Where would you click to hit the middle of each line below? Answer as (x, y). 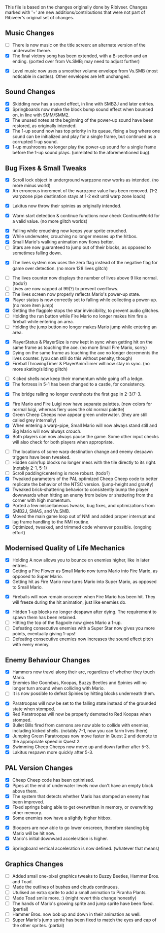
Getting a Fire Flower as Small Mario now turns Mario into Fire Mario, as (85, 571)
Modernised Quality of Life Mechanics (65, 548)
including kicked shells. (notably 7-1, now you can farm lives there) (80, 730)
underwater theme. (32, 50)
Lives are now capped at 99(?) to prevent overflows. (65, 288)
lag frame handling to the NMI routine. (51, 522)
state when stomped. (34, 709)
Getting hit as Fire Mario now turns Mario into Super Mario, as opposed (84, 582)
